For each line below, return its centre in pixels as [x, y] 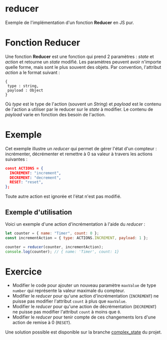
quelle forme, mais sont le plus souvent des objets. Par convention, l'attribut [83, 67]
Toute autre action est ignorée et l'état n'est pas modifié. [63, 196]
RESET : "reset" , [26, 182]
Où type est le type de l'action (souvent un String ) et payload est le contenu [83, 104]
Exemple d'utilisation [39, 212]
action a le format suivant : [33, 72]
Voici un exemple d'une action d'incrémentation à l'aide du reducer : [75, 224]
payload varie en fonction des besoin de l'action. [55, 114]
